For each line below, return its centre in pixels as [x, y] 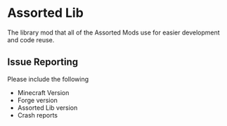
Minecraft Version [43, 92]
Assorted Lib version [47, 108]
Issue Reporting [43, 62]
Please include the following [48, 79]
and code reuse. [31, 39]
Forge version [38, 100]
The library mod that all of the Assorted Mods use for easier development [113, 32]
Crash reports [38, 115]
